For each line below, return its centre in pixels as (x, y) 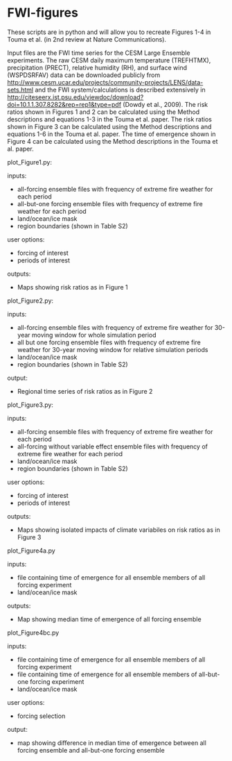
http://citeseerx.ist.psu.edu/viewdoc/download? (75, 97)
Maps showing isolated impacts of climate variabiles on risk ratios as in (118, 530)
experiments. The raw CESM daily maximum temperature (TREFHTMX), (109, 60)
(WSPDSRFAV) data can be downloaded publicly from (84, 75)
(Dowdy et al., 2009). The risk (166, 104)
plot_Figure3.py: (30, 405)
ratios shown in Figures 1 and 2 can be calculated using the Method (104, 112)
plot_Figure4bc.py (33, 633)
